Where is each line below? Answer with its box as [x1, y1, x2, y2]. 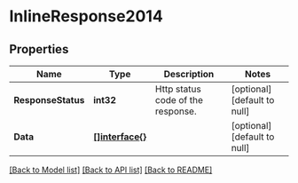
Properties [9, 42, 69, 57]
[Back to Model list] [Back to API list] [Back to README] [9, 164, 213, 175]
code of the [154, 94, 204, 106]
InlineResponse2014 [9, 6, 164, 27]
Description [163, 68, 215, 80]
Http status [154, 83, 201, 95]
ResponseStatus [13, 94, 85, 106]
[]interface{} [92, 131, 147, 143]
